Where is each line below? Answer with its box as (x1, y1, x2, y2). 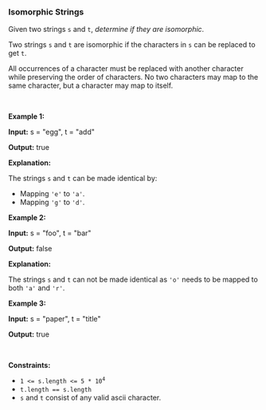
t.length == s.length (19, 386, 92, 394)
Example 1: (8, 112, 45, 121)
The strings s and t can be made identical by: (8, 174, 158, 183)
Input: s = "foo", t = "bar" (8, 228, 92, 238)
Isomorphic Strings (8, 6, 84, 18)
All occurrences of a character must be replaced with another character (8, 64, 244, 73)
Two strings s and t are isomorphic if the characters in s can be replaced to (8, 40, 256, 49)
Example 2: (8, 213, 46, 223)
